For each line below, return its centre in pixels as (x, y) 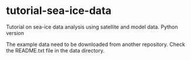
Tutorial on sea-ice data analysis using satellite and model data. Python (92, 27)
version (15, 33)
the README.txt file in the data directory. (55, 50)
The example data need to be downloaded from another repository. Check (96, 44)
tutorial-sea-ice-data (59, 11)
